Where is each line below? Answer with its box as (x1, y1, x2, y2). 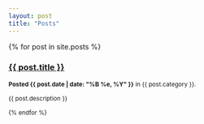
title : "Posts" (8, 19, 60, 28)
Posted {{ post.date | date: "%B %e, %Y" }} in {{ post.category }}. (8, 80, 197, 88)
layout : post (8, 11, 53, 20)
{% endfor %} (8, 109, 47, 117)
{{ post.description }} (8, 94, 67, 102)
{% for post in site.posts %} (8, 41, 102, 51)
